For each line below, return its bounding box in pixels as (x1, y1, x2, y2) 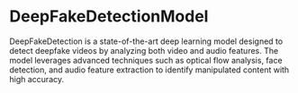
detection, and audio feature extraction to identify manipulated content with (9, 64, 290, 75)
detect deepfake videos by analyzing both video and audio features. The (9, 45, 279, 55)
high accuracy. (9, 73, 65, 84)
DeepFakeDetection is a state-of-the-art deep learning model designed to (9, 36, 284, 46)
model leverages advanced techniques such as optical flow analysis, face (9, 55, 283, 65)
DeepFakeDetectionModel (9, 6, 209, 27)
